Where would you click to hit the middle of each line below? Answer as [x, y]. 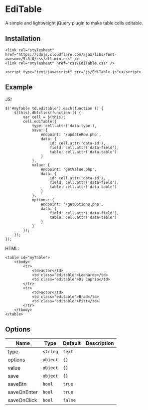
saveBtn [17, 384]
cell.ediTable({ [40, 121]
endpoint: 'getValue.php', [69, 169]
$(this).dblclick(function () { [48, 113]
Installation [23, 39]
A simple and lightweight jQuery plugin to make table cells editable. [74, 23]
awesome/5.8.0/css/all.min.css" [39, 59]
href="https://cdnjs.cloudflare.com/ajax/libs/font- [61, 54]
